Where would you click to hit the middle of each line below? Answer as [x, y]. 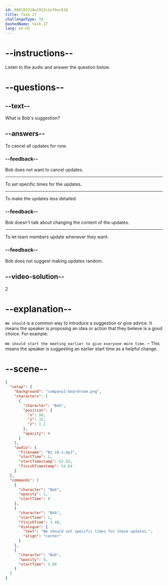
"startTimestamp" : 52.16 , [45, 462]
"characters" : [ [31, 396]
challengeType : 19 [24, 19]
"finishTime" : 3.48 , [40, 522]
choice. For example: [27, 334]
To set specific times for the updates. [43, 184]
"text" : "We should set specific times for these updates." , [88, 532]
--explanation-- [38, 309]
